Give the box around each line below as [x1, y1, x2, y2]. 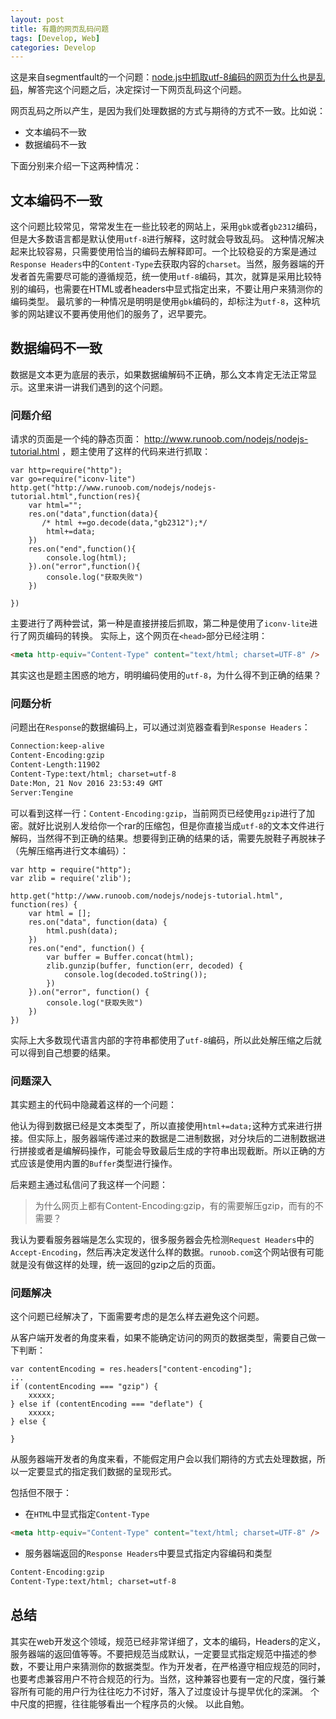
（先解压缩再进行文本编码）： [10, 844, 129, 856]
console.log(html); [46, 553, 128, 563]
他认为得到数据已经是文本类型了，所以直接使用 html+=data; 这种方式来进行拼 [10, 1119, 323, 1131]
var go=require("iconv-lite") [10, 474, 137, 485]
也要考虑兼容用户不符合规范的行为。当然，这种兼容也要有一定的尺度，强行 [10, 1672, 317, 1685]
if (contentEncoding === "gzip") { [10, 1382, 159, 1392]
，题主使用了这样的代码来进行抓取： [61, 446, 212, 458]
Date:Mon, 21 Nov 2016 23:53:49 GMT [10, 778, 163, 788]
